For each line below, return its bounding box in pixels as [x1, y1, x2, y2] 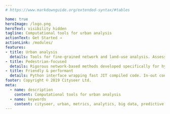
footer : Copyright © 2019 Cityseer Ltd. [5, 78, 92, 83]
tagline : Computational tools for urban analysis [5, 31, 112, 36]
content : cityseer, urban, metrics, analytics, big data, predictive [14, 101, 164, 106]
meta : [5, 83, 17, 88]
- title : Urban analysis [5, 49, 58, 55]
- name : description [10, 87, 53, 92]
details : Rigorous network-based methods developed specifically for [10, 64, 159, 69]
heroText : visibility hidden [5, 26, 67, 31]
